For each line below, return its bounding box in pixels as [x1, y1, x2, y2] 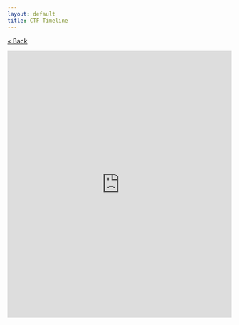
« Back [7, 36, 28, 45]
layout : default [7, 10, 55, 18]
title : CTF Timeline [7, 17, 69, 24]
